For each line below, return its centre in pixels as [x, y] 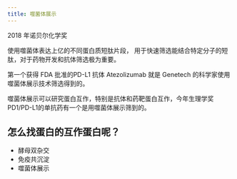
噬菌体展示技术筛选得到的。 [48, 83]
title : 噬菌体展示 [32, 14]
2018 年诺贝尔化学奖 [37, 35]
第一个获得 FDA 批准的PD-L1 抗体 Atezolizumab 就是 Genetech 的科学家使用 [119, 74]
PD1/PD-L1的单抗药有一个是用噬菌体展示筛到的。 [79, 107]
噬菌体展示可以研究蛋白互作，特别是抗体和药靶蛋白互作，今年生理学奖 [111, 98]
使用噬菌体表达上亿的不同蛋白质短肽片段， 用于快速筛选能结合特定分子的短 [118, 50]
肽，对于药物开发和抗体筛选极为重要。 [64, 59]
